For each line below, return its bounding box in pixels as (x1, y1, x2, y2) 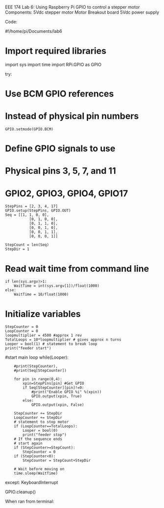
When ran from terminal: (5, 499, 54, 505)
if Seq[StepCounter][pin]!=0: (23, 385, 84, 391)
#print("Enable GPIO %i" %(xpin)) (31, 390, 102, 394)
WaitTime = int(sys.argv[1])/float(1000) (14, 283, 99, 288)
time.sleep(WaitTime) (14, 471, 58, 476)
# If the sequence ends (14, 437, 63, 442)
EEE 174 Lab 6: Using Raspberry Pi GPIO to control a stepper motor (5, 4, 141, 10)
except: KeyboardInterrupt (5, 480, 58, 485)
